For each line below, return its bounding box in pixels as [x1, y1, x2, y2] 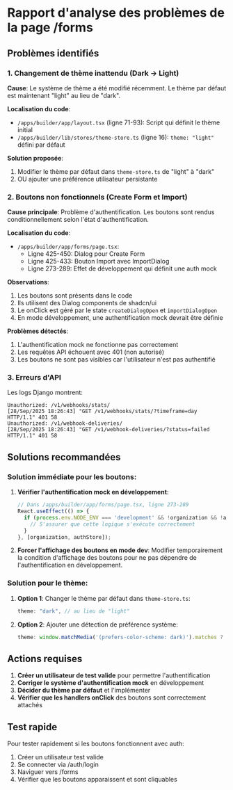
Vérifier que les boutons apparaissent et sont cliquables [17, 775, 177, 784]
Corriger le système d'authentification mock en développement [17, 679, 204, 687]
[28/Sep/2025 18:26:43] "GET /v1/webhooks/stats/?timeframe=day [7, 408, 198, 415]
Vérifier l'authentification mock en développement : [17, 488, 169, 497]
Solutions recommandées [7, 451, 121, 463]
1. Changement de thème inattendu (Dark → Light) [7, 68, 179, 78]
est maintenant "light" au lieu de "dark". [7, 91, 120, 99]
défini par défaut [17, 140, 65, 149]
